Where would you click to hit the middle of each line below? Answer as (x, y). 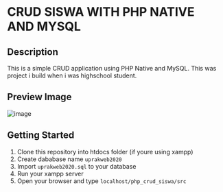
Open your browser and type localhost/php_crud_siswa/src (102, 181)
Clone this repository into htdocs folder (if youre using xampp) (105, 152)
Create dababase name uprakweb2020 (69, 159)
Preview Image (39, 97)
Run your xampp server (50, 173)
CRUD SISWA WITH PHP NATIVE (101, 12)
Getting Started (41, 135)
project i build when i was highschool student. (72, 75)
